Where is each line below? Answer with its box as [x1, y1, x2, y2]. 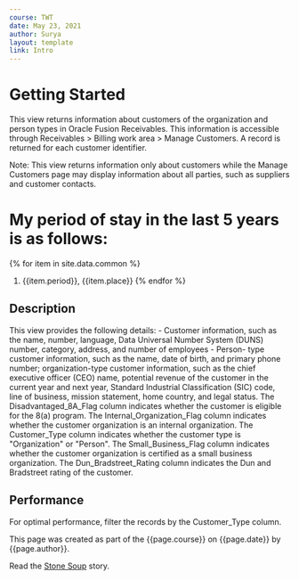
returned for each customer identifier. [9, 143, 147, 153]
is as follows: [9, 229, 109, 249]
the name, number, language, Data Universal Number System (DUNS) [9, 334, 264, 345]
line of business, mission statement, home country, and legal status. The [9, 391, 275, 402]
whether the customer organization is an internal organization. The [9, 420, 254, 430]
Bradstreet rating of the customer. [9, 467, 133, 478]
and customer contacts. [9, 179, 96, 190]
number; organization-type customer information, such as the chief [9, 363, 256, 373]
